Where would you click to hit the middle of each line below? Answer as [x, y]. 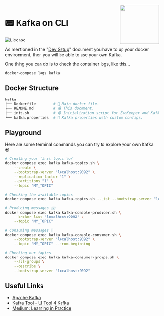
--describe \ [27, 266]
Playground [23, 133]
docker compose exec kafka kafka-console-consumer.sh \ [63, 235]
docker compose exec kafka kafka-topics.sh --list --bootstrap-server [78, 199]
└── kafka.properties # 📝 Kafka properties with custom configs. [74, 118]
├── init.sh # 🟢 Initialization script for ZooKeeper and [77, 113]
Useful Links [24, 286]
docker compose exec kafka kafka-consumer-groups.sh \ [62, 257]
